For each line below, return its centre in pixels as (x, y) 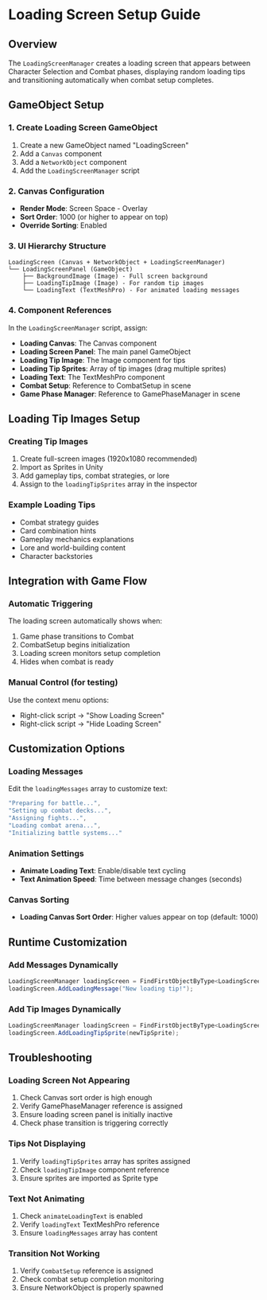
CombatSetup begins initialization (75, 645)
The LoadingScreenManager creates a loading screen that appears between (130, 63)
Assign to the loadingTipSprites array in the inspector (108, 484)
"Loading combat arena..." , (55, 826)
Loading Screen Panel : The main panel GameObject (105, 351)
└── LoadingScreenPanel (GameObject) (71, 269)
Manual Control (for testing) (63, 682)
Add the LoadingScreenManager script (79, 170)
